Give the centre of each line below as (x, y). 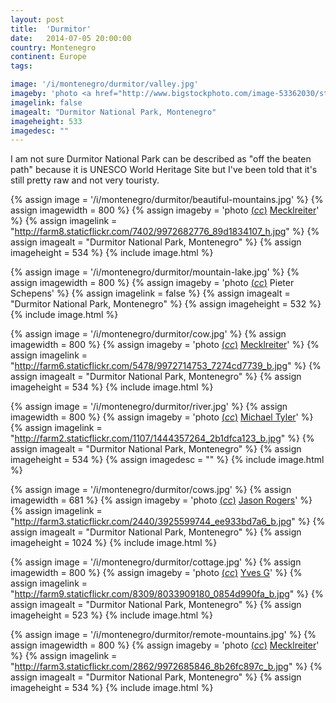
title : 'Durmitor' (51, 29)
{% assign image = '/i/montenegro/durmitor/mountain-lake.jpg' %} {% (155, 272)
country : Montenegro (53, 47)
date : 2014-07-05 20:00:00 (71, 38)
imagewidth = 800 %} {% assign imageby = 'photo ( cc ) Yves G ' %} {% (156, 573)
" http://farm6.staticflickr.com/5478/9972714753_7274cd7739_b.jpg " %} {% (166, 366)
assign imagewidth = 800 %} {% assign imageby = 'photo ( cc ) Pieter (152, 283)
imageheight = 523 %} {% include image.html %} (111, 615)
